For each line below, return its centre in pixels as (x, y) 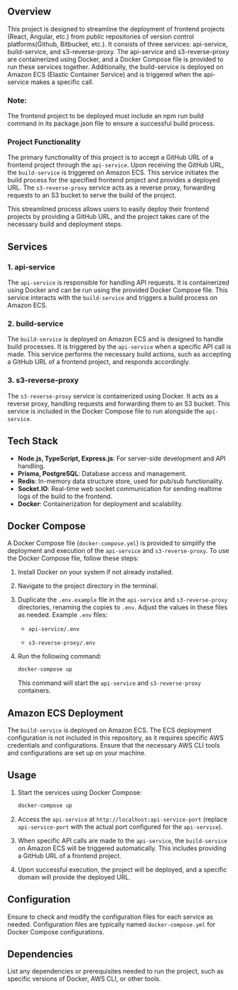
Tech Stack (33, 441)
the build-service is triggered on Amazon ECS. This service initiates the (113, 172)
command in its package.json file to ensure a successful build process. (111, 123)
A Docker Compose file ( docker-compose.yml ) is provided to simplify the (112, 543)
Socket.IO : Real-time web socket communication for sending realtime (120, 488)
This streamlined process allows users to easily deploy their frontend (108, 209)
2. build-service (36, 324)
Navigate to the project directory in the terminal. (88, 586)
